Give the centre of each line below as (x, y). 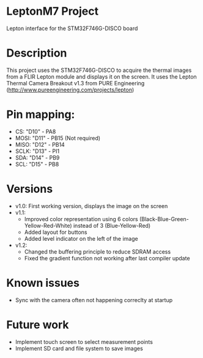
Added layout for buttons (56, 232)
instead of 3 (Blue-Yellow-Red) (112, 225)
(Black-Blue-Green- (164, 219)
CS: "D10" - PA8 (35, 131)
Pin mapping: (41, 115)
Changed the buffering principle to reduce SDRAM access (98, 251)
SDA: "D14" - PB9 (37, 157)
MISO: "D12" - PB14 (40, 144)
